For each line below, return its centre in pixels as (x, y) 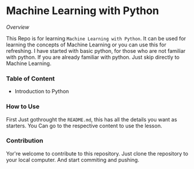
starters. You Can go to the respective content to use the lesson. (84, 126)
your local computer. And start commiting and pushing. (73, 160)
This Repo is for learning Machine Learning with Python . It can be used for (96, 38)
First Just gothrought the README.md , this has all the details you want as (92, 119)
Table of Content (31, 79)
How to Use (23, 107)
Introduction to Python (42, 92)
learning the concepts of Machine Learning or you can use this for (86, 45)
